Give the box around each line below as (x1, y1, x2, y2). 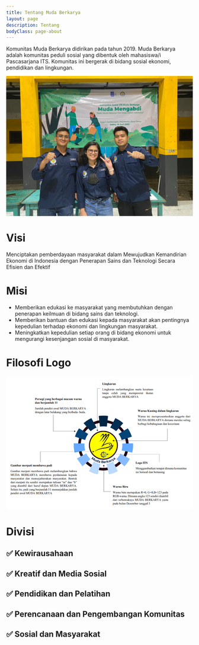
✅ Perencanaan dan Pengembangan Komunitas (6, 609, 185, 619)
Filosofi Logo (6, 356, 72, 370)
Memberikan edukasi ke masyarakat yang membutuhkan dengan (14, 304, 173, 311)
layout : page (6, 15, 38, 22)
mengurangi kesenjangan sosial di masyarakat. (14, 336, 130, 343)
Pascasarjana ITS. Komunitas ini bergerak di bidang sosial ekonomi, (6, 58, 171, 65)
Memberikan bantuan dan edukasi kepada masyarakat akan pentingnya (14, 317, 190, 324)
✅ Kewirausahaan (6, 548, 73, 558)
